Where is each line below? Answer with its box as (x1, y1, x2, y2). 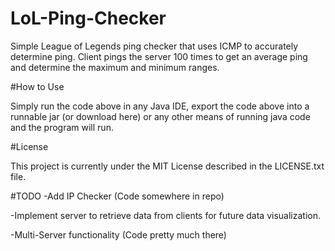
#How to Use (10, 80, 65, 92)
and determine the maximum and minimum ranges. (10, 61, 220, 73)
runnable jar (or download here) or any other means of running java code (10, 110, 311, 122)
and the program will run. (10, 121, 114, 133)
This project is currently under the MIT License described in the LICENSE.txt (10, 160, 325, 172)
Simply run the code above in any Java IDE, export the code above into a (10, 100, 310, 112)
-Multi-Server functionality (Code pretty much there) (10, 228, 227, 241)
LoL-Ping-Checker (10, 7, 167, 30)
